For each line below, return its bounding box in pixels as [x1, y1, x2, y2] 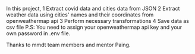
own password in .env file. [6, 30, 71, 37]
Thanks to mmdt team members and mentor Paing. [6, 41, 131, 48]
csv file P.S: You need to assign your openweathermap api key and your [6, 23, 183, 31]
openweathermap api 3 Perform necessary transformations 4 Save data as [6, 18, 189, 24]
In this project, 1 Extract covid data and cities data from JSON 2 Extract [6, 5, 180, 12]
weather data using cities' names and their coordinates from [6, 11, 154, 18]
